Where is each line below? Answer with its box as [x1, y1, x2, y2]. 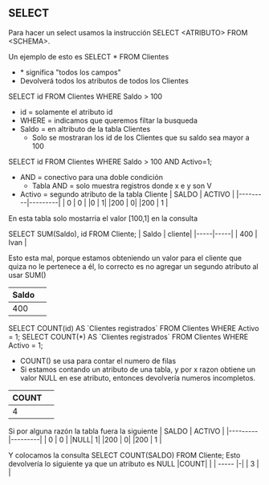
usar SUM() [8, 270, 47, 279]
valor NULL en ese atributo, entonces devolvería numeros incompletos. [19, 373, 255, 382]
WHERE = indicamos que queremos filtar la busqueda [19, 116, 198, 125]
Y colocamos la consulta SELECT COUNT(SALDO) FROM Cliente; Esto [8, 450, 241, 460]
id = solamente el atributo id [19, 107, 113, 116]
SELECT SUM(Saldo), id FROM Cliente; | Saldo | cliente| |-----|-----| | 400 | [8, 229, 258, 238]
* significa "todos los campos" [19, 67, 122, 77]
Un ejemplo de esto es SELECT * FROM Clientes [8, 51, 169, 61]
